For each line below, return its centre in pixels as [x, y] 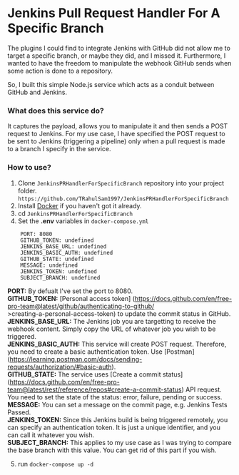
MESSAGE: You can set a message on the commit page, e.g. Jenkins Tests [117, 404]
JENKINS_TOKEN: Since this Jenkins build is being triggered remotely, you [118, 419]
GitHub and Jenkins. [37, 92]
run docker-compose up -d [56, 464]
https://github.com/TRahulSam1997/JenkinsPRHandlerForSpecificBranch [123, 199]
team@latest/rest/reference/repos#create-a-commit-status [95, 389]
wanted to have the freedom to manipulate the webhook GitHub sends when [119, 63]
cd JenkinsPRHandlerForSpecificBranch [75, 213]
